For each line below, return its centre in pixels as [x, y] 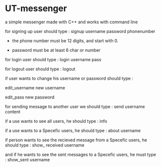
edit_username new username [35, 87]
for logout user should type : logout [40, 69]
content [13, 112]
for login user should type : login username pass [53, 59]
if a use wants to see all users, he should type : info [56, 121]
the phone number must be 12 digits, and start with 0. [65, 41]
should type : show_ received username [45, 145]
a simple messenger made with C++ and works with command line [71, 22]
